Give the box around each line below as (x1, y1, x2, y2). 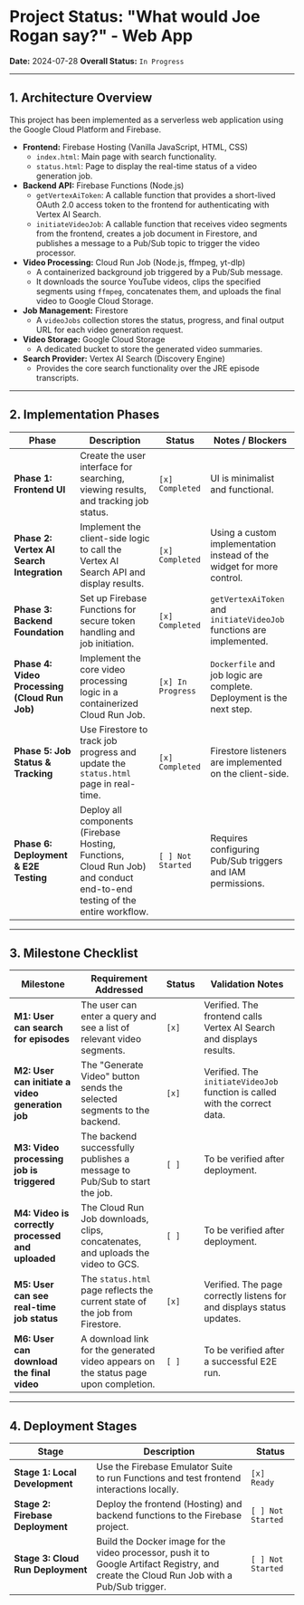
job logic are (210, 668, 263, 681)
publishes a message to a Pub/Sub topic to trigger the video (35, 237, 261, 248)
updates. (203, 1313, 242, 1325)
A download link (81, 1333, 149, 1345)
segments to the (81, 1104, 150, 1117)
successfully (81, 1142, 135, 1154)
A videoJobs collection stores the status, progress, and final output (35, 314, 285, 325)
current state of (81, 1295, 147, 1308)
